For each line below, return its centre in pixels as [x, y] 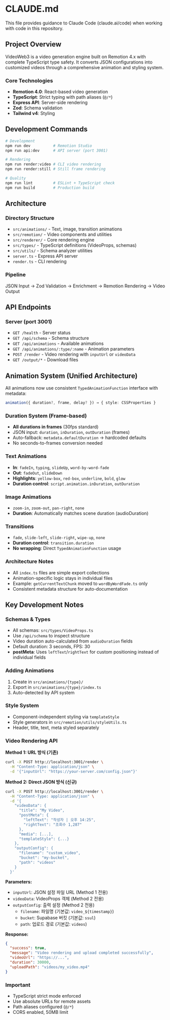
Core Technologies [29, 80]
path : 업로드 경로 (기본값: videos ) [54, 924]
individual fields [29, 657]
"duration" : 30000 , [31, 963]
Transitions [20, 526]
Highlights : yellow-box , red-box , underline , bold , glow [69, 478]
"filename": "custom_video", [50, 853]
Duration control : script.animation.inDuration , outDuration [76, 483]
